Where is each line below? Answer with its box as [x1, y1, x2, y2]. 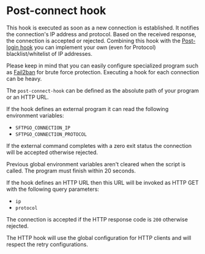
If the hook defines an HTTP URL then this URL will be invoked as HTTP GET [6, 179, 199, 186]
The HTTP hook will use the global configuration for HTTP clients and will [6, 234, 192, 241]
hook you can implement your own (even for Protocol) [20, 44, 156, 51]
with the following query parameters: [6, 185, 100, 193]
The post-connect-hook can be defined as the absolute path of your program [6, 87, 199, 94]
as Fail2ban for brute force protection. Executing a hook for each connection [6, 68, 199, 75]
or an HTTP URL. [6, 93, 49, 101]
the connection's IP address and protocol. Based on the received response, [6, 30, 197, 37]
